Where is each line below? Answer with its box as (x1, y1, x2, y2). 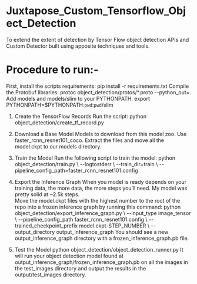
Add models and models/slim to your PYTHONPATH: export (6, 95, 151, 102)
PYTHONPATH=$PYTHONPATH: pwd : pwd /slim (6, 101, 113, 108)
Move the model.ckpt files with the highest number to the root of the (14, 197, 181, 204)
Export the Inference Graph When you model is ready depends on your (14, 178, 187, 185)
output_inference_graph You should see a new (56, 228, 169, 235)
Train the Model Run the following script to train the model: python (14, 154, 175, 161)
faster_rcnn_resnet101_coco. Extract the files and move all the (14, 137, 165, 144)
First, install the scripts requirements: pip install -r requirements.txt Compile (6, 82, 189, 90)
